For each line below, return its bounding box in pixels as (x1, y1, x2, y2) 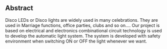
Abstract (5, 4, 33, 12)
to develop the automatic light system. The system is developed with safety (5, 33, 161, 39)
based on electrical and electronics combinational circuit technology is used (5, 27, 162, 34)
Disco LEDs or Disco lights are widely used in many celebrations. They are (5, 17, 158, 23)
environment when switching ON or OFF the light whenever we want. (5, 38, 147, 44)
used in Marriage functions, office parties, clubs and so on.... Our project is (5, 22, 160, 28)
